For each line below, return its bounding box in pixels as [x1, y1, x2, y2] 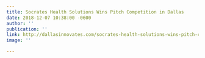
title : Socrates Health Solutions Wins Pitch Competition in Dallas [6, 9, 184, 15]
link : [6, 32, 20, 38]
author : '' [6, 20, 34, 26]
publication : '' [6, 26, 48, 32]
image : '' [6, 37, 32, 43]
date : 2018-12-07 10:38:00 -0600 [6, 15, 92, 21]
